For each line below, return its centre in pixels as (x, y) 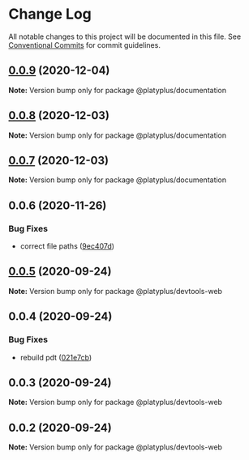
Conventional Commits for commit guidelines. (84, 45)
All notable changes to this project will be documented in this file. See (125, 36)
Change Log (50, 14)
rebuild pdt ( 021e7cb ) (56, 357)
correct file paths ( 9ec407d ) (67, 246)
